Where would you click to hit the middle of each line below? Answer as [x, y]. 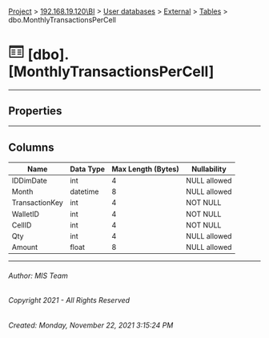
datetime [84, 191]
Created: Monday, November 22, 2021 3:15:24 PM [91, 325]
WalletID [26, 214]
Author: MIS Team [38, 276]
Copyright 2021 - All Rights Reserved [69, 300]
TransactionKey [38, 203]
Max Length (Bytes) [146, 169]
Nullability [209, 169]
